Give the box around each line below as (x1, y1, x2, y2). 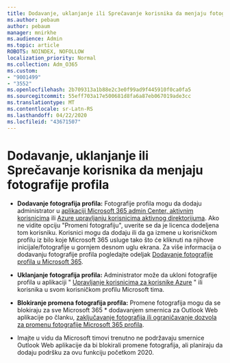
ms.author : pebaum (7, 16, 60, 23)
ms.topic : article (7, 42, 60, 49)
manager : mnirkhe (7, 29, 57, 36)
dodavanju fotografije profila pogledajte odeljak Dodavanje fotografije (16, 251, 214, 259)
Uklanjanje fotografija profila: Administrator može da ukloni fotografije (16, 271, 218, 279)
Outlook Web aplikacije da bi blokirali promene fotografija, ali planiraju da (16, 341, 223, 349)
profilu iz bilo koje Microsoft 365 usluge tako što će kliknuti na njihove (16, 236, 214, 244)
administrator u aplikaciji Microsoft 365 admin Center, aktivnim (16, 207, 194, 215)
